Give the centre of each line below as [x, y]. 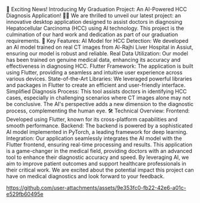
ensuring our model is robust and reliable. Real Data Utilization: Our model [97, 53]
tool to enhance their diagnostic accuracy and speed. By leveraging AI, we [98, 157]
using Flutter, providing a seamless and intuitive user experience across [94, 72]
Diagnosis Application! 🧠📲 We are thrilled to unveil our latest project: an [93, 15]
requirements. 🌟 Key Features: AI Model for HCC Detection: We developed [97, 41]
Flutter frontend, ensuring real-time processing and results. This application [99, 145]
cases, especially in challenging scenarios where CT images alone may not [99, 98]
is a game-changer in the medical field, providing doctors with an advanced [99, 151]
